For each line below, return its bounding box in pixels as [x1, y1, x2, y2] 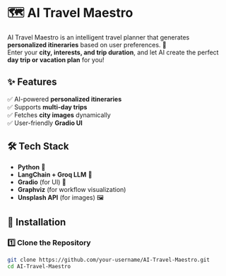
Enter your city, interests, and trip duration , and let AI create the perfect [7, 48, 219, 56]
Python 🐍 [17, 162, 46, 171]
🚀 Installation [7, 216, 66, 228]
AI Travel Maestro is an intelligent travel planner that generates [7, 32, 190, 42]
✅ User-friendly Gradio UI [7, 119, 83, 127]
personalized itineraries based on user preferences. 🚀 [7, 40, 167, 49]
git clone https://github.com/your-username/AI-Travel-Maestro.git [7, 256, 210, 264]
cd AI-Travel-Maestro [7, 263, 71, 270]
